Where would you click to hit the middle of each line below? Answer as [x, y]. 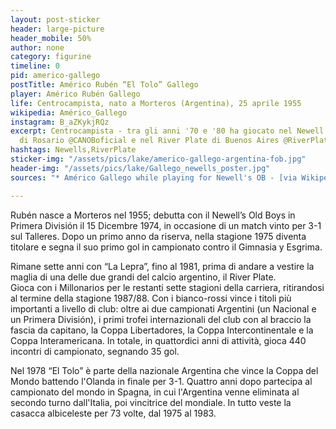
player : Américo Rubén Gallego [75, 94]
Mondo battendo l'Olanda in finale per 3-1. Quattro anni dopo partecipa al [161, 381]
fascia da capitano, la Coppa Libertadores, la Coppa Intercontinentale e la [162, 330]
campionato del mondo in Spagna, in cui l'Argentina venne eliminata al [155, 392]
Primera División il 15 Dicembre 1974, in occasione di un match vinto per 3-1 [166, 225]
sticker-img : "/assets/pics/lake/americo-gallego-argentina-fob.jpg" [158, 159]
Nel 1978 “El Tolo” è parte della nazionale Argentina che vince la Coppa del [164, 370]
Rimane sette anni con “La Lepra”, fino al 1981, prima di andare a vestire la [162, 266]
